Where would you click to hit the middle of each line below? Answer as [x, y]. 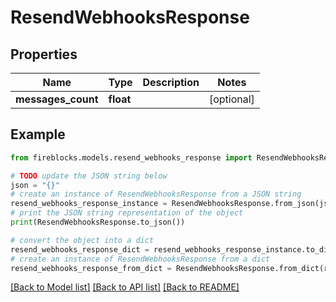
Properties [44, 54]
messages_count [57, 99]
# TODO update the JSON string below [89, 176]
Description [171, 82]
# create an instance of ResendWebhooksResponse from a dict [140, 259]
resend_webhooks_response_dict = [80, 249]
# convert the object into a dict [82, 240]
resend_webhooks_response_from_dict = [91, 268]
